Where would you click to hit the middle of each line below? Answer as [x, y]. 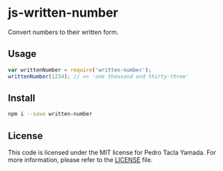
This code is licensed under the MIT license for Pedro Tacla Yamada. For [112, 152]
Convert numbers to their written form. [63, 32]
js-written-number [63, 13]
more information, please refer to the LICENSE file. [80, 160]
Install [22, 98]
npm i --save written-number [50, 114]
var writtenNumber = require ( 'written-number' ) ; [80, 70]
